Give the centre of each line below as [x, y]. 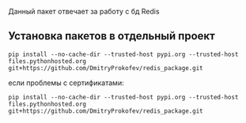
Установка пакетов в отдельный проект [112, 36]
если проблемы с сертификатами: [66, 83]
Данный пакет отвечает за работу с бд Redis [84, 11]
